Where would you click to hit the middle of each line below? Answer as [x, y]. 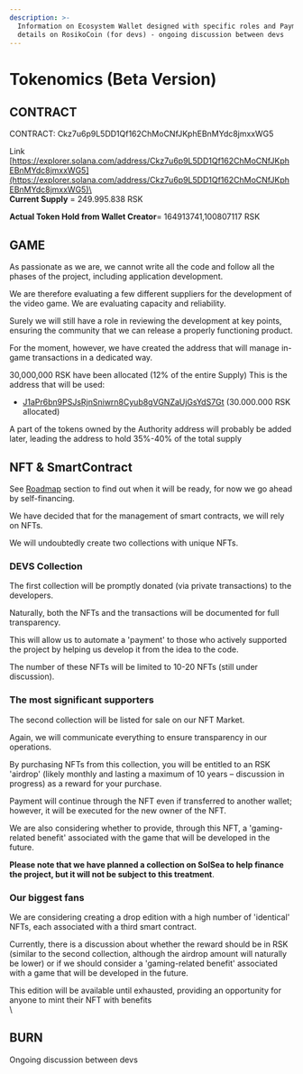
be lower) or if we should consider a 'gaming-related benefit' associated [143, 963]
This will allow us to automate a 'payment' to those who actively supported [148, 640]
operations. [31, 747]
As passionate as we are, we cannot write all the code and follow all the [142, 267]
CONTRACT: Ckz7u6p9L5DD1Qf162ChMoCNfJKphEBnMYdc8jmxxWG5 [142, 134]
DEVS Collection [46, 566]
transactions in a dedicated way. [92, 358]
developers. [32, 595]
